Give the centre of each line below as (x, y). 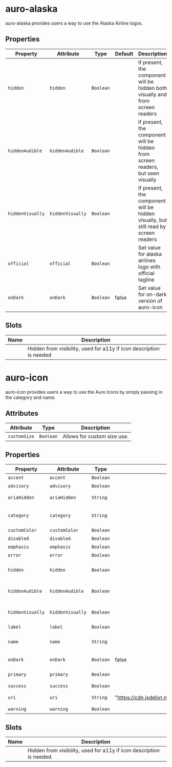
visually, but (153, 220)
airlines (147, 260)
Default (124, 53)
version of (150, 300)
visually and (153, 94)
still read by (152, 226)
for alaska (150, 254)
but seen (149, 173)
